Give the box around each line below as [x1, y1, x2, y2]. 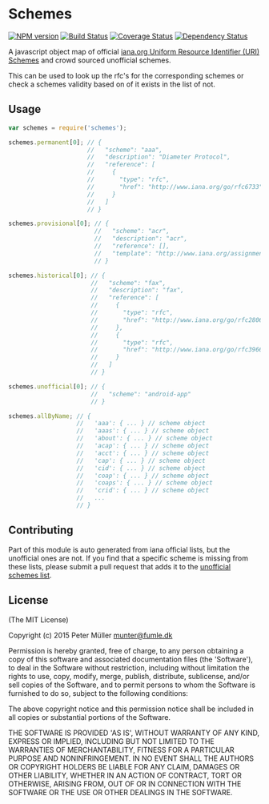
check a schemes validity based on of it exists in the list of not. [8, 79, 216, 89]
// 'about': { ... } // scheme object [76, 434, 214, 443]
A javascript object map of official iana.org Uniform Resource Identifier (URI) [8, 46, 260, 56]
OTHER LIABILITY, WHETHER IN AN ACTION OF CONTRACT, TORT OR [8, 770, 242, 780]
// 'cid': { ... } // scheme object [76, 464, 206, 472]
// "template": [94, 249, 152, 257]
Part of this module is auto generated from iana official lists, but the [8, 545, 231, 554]
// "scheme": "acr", [94, 227, 171, 235]
